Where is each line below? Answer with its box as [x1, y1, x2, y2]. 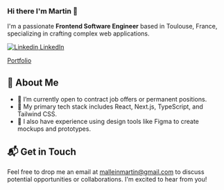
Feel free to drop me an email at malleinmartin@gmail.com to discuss [7, 167, 205, 176]
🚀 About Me [7, 77, 59, 88]
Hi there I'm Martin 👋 [7, 6, 78, 16]
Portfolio [7, 56, 32, 65]
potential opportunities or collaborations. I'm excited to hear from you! [7, 175, 207, 183]
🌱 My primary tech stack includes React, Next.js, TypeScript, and [17, 102, 203, 111]
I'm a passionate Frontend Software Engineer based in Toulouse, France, [7, 22, 218, 31]
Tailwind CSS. [17, 110, 58, 118]
